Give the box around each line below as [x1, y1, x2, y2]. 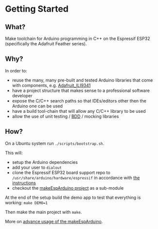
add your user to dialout [12, 164, 62, 170]
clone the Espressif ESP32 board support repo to [12, 169, 110, 176]
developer [12, 92, 33, 98]
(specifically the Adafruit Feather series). [5, 41, 87, 47]
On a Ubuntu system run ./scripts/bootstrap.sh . [5, 140, 105, 146]
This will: [5, 150, 23, 156]
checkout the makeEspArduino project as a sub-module [12, 185, 124, 191]
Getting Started [5, 3, 69, 15]
